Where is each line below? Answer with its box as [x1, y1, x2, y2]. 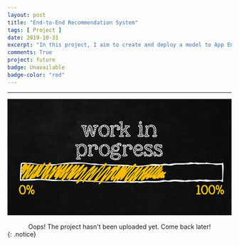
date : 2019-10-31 [7, 34, 59, 41]
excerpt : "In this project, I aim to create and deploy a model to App [7, 41, 224, 49]
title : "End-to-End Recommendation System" [7, 18, 139, 26]
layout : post [7, 11, 46, 18]
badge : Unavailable [7, 64, 65, 71]
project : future [7, 57, 55, 64]
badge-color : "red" [7, 71, 65, 78]
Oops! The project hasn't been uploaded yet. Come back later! [28, 222, 211, 231]
